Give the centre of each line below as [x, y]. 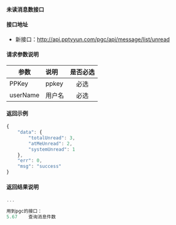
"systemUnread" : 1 [52, 149]
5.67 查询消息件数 [31, 217]
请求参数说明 [22, 55]
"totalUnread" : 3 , [52, 138]
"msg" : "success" [40, 166]
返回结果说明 [22, 186]
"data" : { [30, 132]
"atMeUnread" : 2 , [50, 143]
